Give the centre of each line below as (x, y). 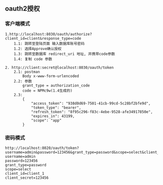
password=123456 (21, 161)
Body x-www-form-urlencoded (51, 76)
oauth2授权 (23, 9)
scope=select (18, 169)
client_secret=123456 (27, 178)
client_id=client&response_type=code (43, 38)
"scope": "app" (46, 120)
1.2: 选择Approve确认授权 (38, 49)
